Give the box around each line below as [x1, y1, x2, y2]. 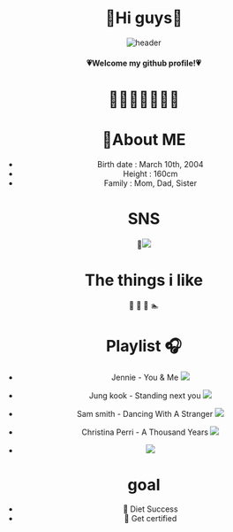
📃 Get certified [124, 513, 177, 524]
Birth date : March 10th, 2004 [96, 158, 205, 169]
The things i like [85, 270, 203, 290]
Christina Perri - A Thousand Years [81, 427, 209, 437]
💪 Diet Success [123, 504, 178, 514]
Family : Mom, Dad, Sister [103, 177, 197, 189]
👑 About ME [101, 129, 186, 150]
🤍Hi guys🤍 [105, 8, 183, 28]
